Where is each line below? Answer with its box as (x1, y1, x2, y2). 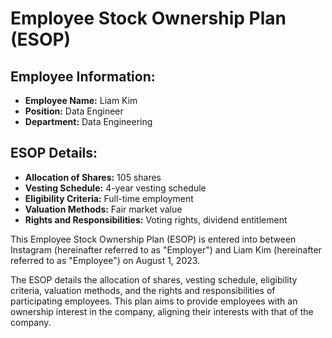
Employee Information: (10, 68, 156, 85)
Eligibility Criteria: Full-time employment (24, 192, 194, 204)
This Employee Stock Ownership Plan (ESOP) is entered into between (10, 233, 297, 245)
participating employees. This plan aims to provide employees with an (10, 295, 298, 307)
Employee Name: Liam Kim (24, 95, 138, 106)
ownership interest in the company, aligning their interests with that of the (10, 305, 314, 317)
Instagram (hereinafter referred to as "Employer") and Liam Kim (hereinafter (10, 243, 322, 256)
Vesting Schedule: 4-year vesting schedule (24, 182, 207, 194)
